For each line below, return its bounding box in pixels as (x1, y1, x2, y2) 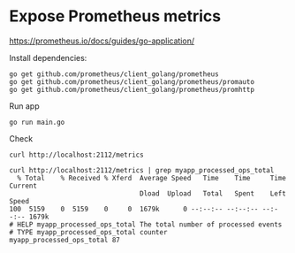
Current (9, 181, 38, 190)
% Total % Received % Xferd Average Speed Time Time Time (17, 173, 287, 182)
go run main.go (9, 118, 65, 126)
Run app (9, 100, 40, 111)
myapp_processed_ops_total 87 (9, 235, 121, 244)
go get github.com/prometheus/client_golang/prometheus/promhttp (9, 85, 254, 94)
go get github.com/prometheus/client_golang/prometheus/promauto (9, 77, 254, 86)
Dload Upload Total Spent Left (140, 188, 287, 198)
